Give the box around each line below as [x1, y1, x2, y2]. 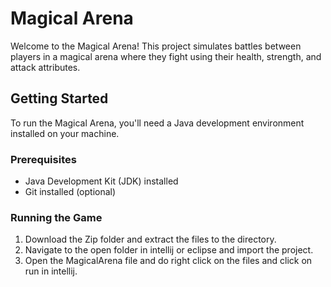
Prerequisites [10, 152, 77, 166]
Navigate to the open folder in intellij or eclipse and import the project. [24, 244, 314, 256]
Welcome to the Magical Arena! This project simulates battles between [10, 40, 302, 52]
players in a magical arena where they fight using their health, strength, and [10, 50, 322, 62]
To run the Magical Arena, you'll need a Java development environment [10, 117, 305, 129]
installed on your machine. [10, 127, 120, 139]
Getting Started [10, 90, 109, 107]
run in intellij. [24, 265, 78, 277]
